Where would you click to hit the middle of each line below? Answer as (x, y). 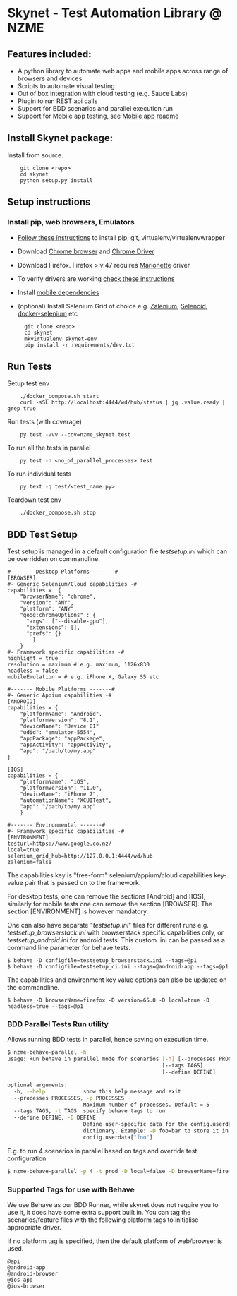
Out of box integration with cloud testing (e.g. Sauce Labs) (103, 94)
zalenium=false (30, 863)
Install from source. (35, 155)
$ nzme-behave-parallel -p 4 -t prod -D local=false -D (91, 1171)
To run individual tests (39, 474)
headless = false (33, 671)
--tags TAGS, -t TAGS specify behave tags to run (90, 1111)
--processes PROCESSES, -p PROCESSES (69, 1098)
